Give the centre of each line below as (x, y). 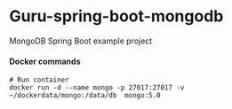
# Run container (39, 80)
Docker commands (45, 61)
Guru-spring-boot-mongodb (116, 16)
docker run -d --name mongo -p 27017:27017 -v (97, 88)
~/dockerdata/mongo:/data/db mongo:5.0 (85, 96)
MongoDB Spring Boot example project (81, 41)
